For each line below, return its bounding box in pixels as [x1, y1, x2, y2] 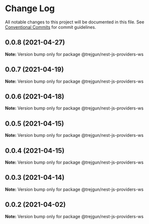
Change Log [5, 3, 55, 14]
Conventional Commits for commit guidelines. [5, 24, 96, 30]
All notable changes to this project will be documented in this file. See [5, 19, 145, 25]
